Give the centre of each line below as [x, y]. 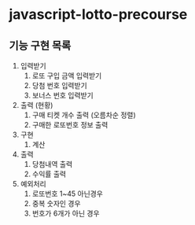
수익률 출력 [49, 174]
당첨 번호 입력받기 [59, 85]
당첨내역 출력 [52, 164]
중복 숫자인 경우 [56, 203]
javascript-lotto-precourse [98, 15]
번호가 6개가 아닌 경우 [66, 213]
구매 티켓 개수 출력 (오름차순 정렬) [84, 115]
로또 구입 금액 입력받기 [67, 76]
